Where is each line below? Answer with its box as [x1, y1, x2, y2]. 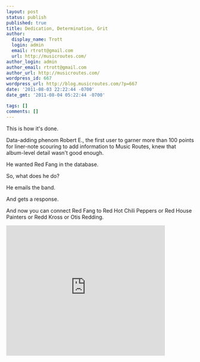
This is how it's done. [6, 125, 59, 132]
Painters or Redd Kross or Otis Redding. [6, 213, 104, 220]
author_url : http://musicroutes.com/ [6, 70, 100, 76]
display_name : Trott [11, 36, 63, 42]
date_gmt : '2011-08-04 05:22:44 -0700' [6, 92, 106, 98]
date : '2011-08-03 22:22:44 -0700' [6, 87, 95, 93]
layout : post [6, 8, 39, 15]
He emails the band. [6, 183, 56, 191]
